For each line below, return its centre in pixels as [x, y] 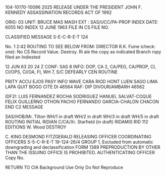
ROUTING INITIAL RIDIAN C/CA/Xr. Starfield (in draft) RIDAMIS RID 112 [77, 122]
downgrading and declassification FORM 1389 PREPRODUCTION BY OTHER [83, 147]
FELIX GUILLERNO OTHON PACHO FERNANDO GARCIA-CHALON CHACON [82, 102]
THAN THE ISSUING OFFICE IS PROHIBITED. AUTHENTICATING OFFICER [80, 152]
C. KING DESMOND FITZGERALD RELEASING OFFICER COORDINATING [78, 137]
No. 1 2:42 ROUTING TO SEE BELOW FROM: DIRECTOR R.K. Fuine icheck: [81, 46]
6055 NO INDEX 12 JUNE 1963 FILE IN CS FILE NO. [57, 27]
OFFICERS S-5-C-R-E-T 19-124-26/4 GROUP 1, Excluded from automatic [79, 142]
